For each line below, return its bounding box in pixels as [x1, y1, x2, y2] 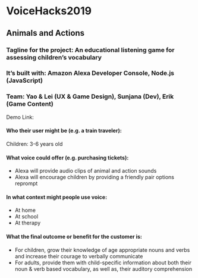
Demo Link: [6, 113, 34, 120]
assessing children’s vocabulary [6, 53, 102, 61]
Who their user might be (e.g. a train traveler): [6, 127, 122, 135]
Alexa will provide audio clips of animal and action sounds [14, 167, 157, 174]
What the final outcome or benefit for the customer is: [6, 233, 143, 240]
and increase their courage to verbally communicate [14, 252, 143, 260]
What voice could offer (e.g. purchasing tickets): [6, 154, 129, 161]
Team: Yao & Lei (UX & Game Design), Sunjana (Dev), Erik [6, 92, 174, 101]
